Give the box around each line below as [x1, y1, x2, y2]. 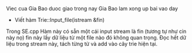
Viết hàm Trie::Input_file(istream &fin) [14, 16, 105, 23]
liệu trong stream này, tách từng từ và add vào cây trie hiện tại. [6, 41, 158, 47]
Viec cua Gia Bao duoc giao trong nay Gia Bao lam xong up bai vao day [6, 5, 178, 12]
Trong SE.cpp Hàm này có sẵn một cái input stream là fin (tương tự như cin [6, 28, 187, 35]
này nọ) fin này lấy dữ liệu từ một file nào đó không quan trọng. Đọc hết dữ [6, 34, 187, 41]
